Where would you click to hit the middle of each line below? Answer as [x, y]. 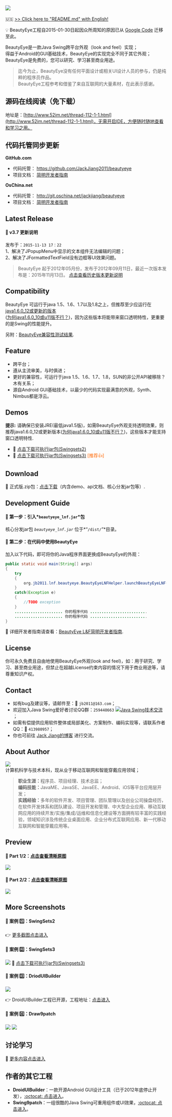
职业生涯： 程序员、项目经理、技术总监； [60, 781]
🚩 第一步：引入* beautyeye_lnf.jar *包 [45, 517]
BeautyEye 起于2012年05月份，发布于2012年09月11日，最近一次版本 [90, 269]
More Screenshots [35, 907]
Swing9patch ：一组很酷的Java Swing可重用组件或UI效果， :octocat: [85, 1102]
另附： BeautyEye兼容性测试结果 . [40, 335]
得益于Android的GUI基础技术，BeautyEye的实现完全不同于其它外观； [78, 53]
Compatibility [27, 291]
